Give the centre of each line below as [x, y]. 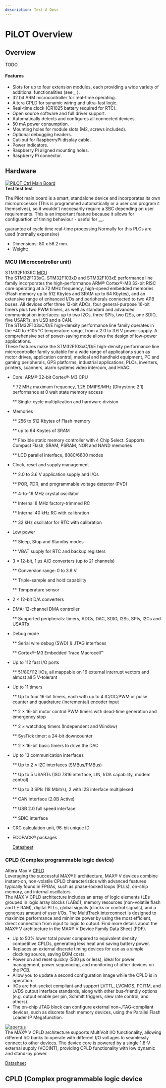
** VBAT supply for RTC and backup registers [59, 551]
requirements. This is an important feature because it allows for [70, 214]
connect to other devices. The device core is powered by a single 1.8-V [78, 1043]
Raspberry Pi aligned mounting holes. [51, 150]
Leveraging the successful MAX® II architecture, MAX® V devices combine [82, 876]
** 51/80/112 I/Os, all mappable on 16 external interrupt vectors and [81, 672]
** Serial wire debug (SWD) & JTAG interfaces [59, 643]
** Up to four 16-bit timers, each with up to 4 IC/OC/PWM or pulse [80, 696]
